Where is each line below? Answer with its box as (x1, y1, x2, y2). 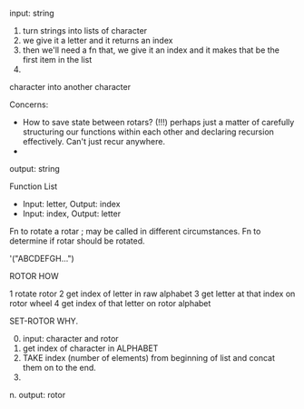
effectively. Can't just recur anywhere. (22, 136, 166, 146)
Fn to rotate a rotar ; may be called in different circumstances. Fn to (9, 226, 261, 236)
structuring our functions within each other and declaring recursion (22, 126, 275, 137)
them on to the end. (22, 363, 97, 373)
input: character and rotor (22, 334, 120, 344)
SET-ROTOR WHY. (9, 315, 79, 326)
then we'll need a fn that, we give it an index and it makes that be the (22, 45, 279, 55)
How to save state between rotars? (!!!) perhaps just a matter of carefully (22, 117, 295, 127)
